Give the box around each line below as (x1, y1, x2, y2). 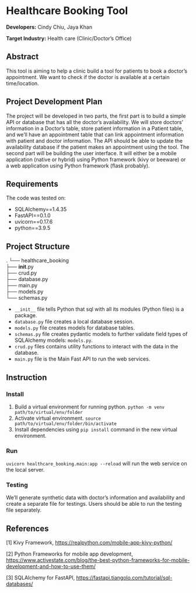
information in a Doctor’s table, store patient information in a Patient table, (6, 125, 184, 132)
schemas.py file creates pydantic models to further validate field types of (14, 331, 188, 338)
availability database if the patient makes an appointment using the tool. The (6, 143, 190, 150)
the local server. (6, 467, 45, 474)
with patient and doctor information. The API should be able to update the (6, 137, 183, 144)
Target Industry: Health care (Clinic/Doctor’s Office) (6, 35, 132, 42)
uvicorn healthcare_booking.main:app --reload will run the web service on (6, 460, 188, 467)
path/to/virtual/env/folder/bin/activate (14, 420, 117, 427)
